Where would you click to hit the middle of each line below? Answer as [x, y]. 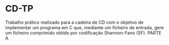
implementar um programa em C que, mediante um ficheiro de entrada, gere [84, 27]
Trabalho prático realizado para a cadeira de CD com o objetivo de [74, 22]
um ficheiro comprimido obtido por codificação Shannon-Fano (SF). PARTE [83, 33]
